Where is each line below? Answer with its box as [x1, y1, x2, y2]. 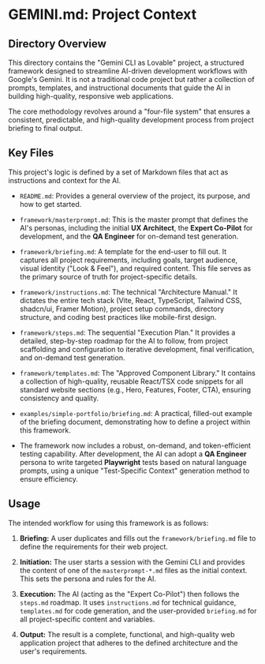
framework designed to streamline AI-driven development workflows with [8, 66, 248, 76]
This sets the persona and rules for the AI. [19, 574, 156, 583]
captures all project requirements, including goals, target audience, [19, 255, 238, 264]
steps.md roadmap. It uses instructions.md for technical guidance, [19, 598, 237, 607]
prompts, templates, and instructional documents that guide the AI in [8, 83, 231, 92]
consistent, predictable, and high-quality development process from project [8, 115, 254, 124]
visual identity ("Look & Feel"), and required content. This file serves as [19, 263, 252, 273]
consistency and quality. [19, 393, 99, 403]
